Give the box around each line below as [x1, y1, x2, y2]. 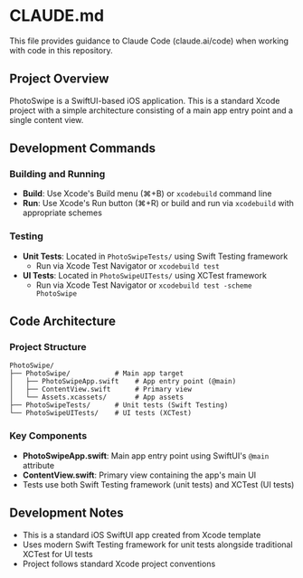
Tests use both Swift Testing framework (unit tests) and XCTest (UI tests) [22, 479, 295, 489]
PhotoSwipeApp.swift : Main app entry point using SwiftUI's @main [22, 450, 270, 461]
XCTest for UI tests [22, 548, 93, 559]
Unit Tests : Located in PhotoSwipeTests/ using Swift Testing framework [22, 251, 289, 261]
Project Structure [9, 341, 87, 354]
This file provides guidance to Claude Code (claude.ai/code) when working [9, 35, 289, 46]
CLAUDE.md [9, 5, 105, 26]
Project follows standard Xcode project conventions [22, 558, 216, 569]
